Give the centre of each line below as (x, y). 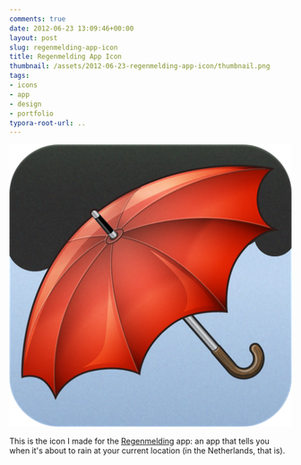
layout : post (34, 38)
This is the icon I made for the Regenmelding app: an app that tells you (140, 441)
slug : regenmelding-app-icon (64, 47)
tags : (19, 76)
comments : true (38, 19)
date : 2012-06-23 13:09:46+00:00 (72, 28)
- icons (24, 85)
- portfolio (31, 113)
